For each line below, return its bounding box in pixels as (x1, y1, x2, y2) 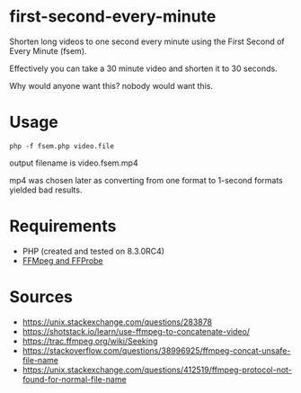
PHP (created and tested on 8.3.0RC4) (22, 246, 164, 256)
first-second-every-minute (9, 6, 217, 27)
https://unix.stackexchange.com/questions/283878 (22, 317, 213, 327)
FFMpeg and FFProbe (22, 255, 103, 266)
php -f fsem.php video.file (9, 141, 115, 150)
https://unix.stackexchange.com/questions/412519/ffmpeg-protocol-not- (22, 364, 292, 375)
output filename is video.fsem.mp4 (9, 157, 138, 168)
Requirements (9, 216, 117, 237)
